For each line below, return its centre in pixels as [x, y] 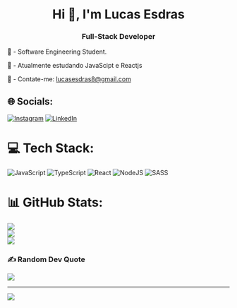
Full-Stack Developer [119, 37]
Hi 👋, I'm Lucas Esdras [119, 14]
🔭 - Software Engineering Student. [57, 52]
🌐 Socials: [30, 101]
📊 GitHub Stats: [55, 202]
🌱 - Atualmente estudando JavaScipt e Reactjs [75, 66]
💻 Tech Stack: [51, 148]
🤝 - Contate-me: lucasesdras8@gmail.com [69, 79]
